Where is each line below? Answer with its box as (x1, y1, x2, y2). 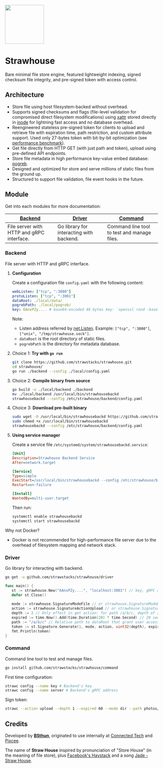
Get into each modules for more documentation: (5, 203, 101, 209)
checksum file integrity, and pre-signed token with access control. (5, 76, 138, 82)
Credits (5, 720, 28, 728)
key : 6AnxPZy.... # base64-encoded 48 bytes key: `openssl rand (12, 307, 145, 312)
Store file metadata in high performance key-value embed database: (12, 155, 149, 161)
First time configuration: (5, 674, 53, 680)
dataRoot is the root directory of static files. (19, 336, 106, 342)
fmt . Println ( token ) (11, 629, 51, 634)
